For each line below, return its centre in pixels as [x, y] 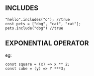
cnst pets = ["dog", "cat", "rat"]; [43, 24]
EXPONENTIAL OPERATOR [47, 43]
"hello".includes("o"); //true [38, 19]
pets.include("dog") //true [34, 28]
